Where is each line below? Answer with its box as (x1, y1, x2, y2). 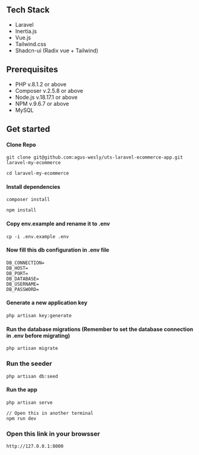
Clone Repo (6, 141, 36, 148)
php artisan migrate (6, 346, 59, 352)
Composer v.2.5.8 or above (15, 87, 84, 94)
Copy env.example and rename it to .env (6, 220, 110, 227)
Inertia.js (15, 27, 38, 35)
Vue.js (15, 33, 32, 41)
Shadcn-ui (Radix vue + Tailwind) (15, 47, 99, 54)
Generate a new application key (6, 299, 88, 306)
